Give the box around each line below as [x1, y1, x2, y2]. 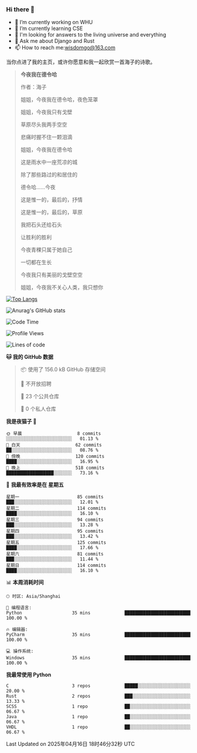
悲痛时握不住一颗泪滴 [20, 134, 72, 141]
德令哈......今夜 [20, 184, 56, 191]
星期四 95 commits [6, 529, 104, 534]
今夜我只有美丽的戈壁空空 [20, 271, 83, 279]
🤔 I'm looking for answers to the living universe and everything [14, 31, 166, 38]
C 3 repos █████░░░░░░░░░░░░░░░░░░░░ [6, 683, 191, 689]
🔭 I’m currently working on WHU [14, 19, 93, 26]
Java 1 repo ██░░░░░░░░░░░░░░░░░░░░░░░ [6, 714, 191, 720]
